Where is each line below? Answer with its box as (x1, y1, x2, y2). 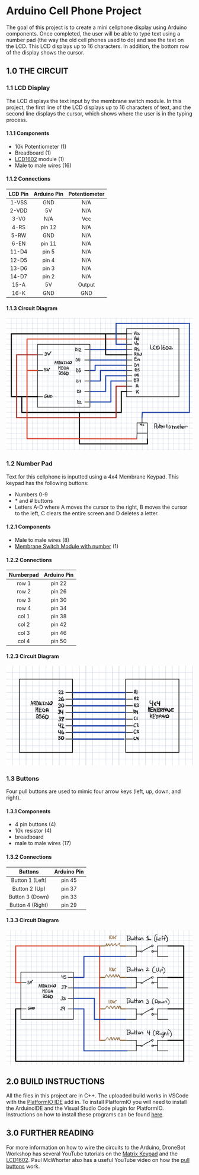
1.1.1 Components (6, 130, 50, 137)
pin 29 (61, 901, 77, 908)
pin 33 (61, 893, 77, 900)
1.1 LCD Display (6, 84, 50, 92)
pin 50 (50, 637, 67, 644)
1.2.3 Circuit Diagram (6, 653, 59, 660)
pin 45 (61, 877, 77, 884)
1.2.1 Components (6, 523, 52, 531)
